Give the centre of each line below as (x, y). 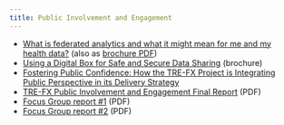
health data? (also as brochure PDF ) (90, 53)
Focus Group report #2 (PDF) (77, 111)
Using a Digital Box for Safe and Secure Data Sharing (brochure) (142, 62)
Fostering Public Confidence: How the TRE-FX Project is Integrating (149, 72)
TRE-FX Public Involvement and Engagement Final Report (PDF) (142, 91)
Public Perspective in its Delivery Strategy (101, 82)
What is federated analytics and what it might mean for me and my (147, 43)
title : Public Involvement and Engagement (91, 18)
